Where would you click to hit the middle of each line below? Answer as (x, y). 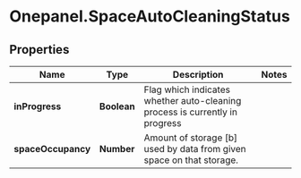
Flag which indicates (187, 89)
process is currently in (190, 112)
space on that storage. (191, 160)
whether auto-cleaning (193, 101)
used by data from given (195, 149)
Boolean (117, 106)
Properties (39, 50)
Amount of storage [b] (191, 138)
